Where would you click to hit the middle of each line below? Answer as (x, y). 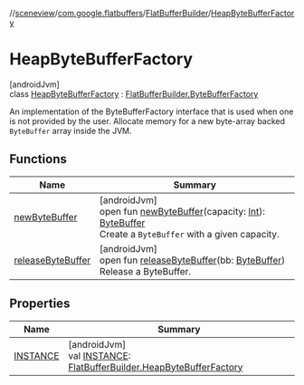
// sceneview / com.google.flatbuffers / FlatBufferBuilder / (110, 13)
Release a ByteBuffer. (145, 271)
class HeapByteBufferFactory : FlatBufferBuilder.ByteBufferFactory (134, 93)
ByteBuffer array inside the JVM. (71, 130)
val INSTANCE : (99, 355)
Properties (40, 304)
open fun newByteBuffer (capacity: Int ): (182, 211)
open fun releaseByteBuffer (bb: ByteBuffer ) (192, 260)
